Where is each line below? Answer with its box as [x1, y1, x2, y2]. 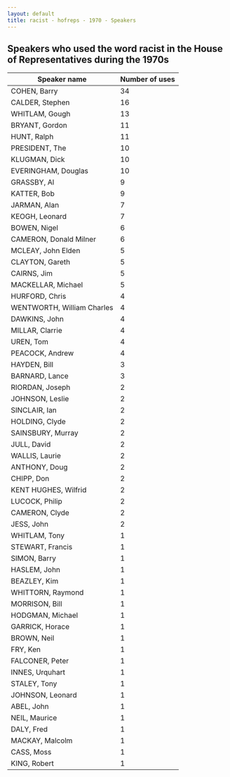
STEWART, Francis [11, 542, 73, 552]
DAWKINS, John [11, 314, 65, 324]
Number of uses [120, 74, 175, 84]
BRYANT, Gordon [11, 121, 68, 130]
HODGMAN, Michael [11, 611, 79, 621]
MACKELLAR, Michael [11, 280, 83, 290]
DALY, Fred [11, 724, 48, 734]
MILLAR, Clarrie [11, 325, 62, 335]
